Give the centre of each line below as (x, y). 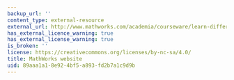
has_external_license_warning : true (60, 40)
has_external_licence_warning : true (60, 33)
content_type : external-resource (56, 20)
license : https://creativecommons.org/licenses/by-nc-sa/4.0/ (99, 53)
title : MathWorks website (45, 59)
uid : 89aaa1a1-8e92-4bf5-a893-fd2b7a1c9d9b (71, 65)
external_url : (28, 26)
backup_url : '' (29, 14)
